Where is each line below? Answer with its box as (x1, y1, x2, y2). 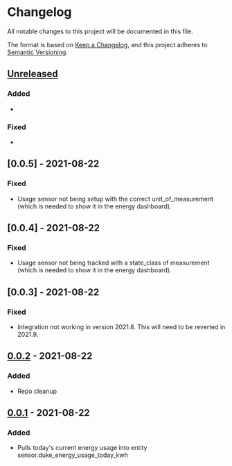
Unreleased (7, 68, 59, 80)
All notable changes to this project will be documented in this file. (7, 27, 194, 35)
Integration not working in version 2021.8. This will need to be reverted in (17, 322, 226, 331)
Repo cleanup (17, 387, 57, 395)
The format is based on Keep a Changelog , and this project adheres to (7, 40, 208, 49)
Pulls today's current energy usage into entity (17, 444, 148, 452)
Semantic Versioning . (7, 48, 68, 56)
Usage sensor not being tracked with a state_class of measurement (17, 258, 210, 267)
